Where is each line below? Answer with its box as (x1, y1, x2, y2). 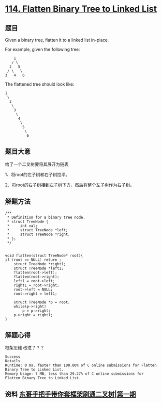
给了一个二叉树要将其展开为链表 (5, 161, 69, 167)
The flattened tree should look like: (5, 81, 74, 87)
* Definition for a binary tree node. (7, 215, 86, 220)
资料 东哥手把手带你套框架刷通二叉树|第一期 (5, 390, 136, 398)
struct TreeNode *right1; (14, 261, 66, 266)
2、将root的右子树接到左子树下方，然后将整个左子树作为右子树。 (5, 182, 134, 188)
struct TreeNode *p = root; (14, 300, 70, 305)
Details (5, 359, 21, 364)
